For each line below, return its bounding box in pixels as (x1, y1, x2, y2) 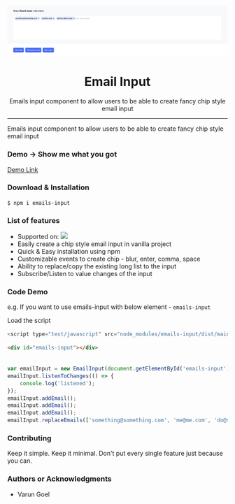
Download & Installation (7, 182, 90, 192)
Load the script (7, 317, 51, 325)
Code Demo (7, 287, 48, 297)
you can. (7, 456, 33, 465)
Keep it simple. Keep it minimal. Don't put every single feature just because (7, 449, 224, 458)
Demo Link (7, 165, 38, 173)
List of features (7, 215, 61, 225)
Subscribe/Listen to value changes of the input (17, 270, 152, 278)
